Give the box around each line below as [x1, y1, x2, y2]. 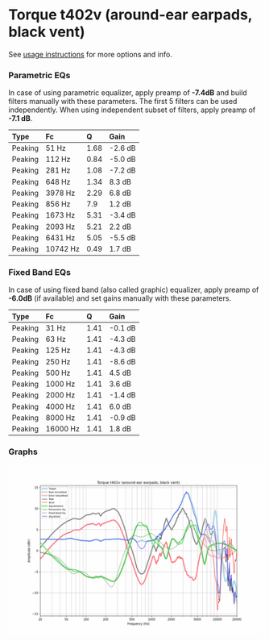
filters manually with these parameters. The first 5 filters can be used [8, 97, 238, 106]
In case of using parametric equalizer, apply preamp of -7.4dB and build [8, 88, 247, 98]
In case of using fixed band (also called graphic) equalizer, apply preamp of [8, 285, 259, 295]
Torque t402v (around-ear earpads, [8, 6, 253, 24]
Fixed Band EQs [8, 266, 71, 277]
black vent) [8, 23, 86, 41]
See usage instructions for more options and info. [8, 49, 173, 59]
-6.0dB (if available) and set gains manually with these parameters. [8, 293, 232, 303]
